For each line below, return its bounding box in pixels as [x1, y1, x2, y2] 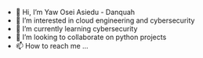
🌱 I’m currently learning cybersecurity [15, 24, 138, 33]
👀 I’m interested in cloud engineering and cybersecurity [15, 16, 195, 25]
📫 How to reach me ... [15, 42, 89, 50]
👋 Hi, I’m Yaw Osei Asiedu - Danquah [15, 8, 136, 16]
